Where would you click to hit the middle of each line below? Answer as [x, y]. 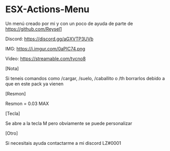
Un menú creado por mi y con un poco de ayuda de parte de [69, 23]
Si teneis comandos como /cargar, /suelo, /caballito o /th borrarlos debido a [85, 78]
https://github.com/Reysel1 [34, 29]
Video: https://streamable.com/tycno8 [46, 58]
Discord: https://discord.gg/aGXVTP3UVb [49, 39]
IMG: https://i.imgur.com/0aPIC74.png [45, 48]
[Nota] [12, 68]
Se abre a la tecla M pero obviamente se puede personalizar [69, 123]
